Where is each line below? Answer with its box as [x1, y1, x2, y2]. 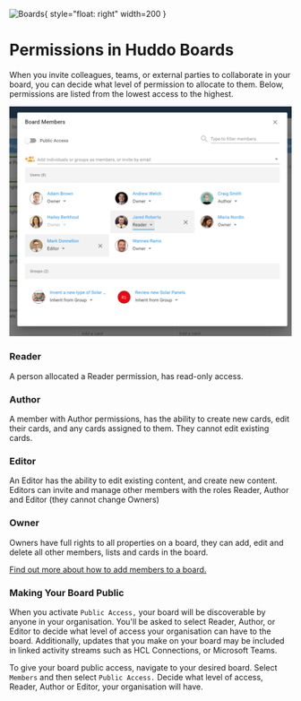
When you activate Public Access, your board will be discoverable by [9, 606, 266, 618]
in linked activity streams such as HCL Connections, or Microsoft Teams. [9, 645, 278, 655]
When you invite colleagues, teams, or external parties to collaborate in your [9, 69, 291, 80]
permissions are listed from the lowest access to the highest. [9, 88, 235, 99]
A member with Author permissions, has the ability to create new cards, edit [9, 413, 289, 425]
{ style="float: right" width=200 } [44, 9, 168, 19]
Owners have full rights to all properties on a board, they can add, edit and [9, 537, 284, 548]
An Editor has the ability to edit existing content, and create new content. [9, 475, 278, 486]
